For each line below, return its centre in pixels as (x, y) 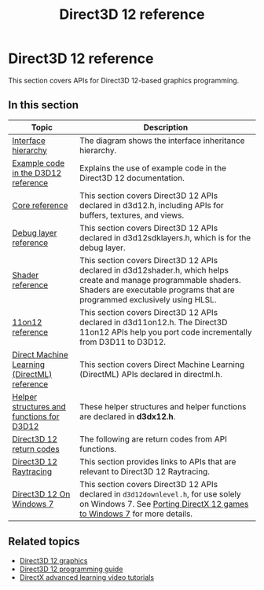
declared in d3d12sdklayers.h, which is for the (165, 237)
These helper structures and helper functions (163, 406)
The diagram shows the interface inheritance (162, 141)
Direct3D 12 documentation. (132, 178)
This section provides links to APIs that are (158, 461)
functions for (36, 416)
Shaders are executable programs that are (158, 290)
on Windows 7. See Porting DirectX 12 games (164, 504)
